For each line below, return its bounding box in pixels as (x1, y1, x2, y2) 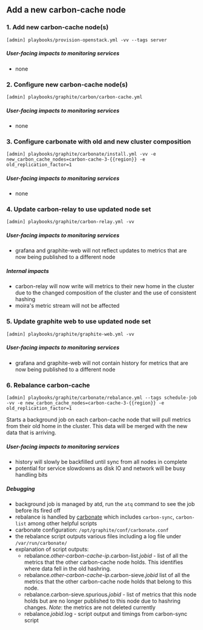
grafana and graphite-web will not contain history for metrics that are (15, 359, 188, 367)
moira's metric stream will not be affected (15, 302, 120, 310)
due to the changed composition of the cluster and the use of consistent (15, 289, 196, 297)
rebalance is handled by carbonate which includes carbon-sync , (15, 513, 174, 521)
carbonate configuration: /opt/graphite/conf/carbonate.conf (15, 526, 169, 533)
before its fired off (15, 507, 61, 514)
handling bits (15, 471, 48, 478)
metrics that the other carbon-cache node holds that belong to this (24, 578, 192, 585)
